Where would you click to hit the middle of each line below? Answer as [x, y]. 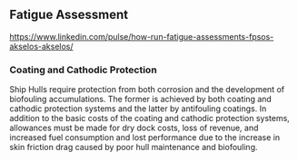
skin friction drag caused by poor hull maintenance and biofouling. [134, 147]
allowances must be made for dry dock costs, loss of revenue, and [134, 128]
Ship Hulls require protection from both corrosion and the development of [147, 90]
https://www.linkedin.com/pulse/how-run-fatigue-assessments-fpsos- [142, 36]
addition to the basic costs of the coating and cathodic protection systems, [150, 118]
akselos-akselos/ [42, 46]
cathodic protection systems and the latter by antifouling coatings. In [138, 109]
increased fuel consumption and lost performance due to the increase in [145, 137]
